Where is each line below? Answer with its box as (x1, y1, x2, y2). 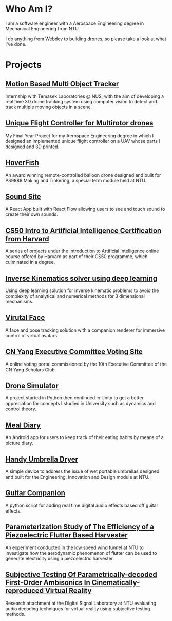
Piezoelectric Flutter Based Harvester (5, 531, 128, 540)
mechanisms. (5, 299, 34, 304)
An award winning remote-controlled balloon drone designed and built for (5, 172, 161, 178)
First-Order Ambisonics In (5, 578, 91, 587)
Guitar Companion (5, 489, 65, 498)
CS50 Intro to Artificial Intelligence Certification (5, 226, 162, 235)
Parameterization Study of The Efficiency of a (5, 523, 154, 532)
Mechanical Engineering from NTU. (5, 25, 80, 31)
